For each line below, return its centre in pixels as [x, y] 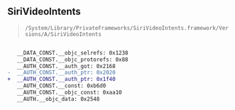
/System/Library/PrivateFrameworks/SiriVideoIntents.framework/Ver [126, 28]
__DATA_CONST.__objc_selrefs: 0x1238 [73, 53]
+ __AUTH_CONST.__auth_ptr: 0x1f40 [61, 79]
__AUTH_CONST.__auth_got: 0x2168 [66, 66]
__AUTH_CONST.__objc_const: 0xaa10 [69, 93]
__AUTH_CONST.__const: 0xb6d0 [61, 86]
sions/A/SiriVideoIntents [63, 34]
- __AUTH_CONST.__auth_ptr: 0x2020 [61, 73]
